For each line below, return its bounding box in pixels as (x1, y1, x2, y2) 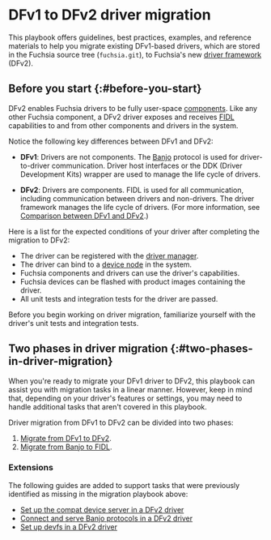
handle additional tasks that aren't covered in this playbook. (8, 401, 208, 411)
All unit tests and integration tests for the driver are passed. (19, 294, 218, 303)
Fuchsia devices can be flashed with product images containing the (19, 276, 246, 286)
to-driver (19, 161, 50, 170)
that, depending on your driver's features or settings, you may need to (8, 393, 243, 403)
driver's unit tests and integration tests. (8, 318, 139, 328)
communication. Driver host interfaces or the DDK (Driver (51, 161, 243, 170)
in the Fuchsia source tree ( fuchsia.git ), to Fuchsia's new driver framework (8, 49, 261, 59)
